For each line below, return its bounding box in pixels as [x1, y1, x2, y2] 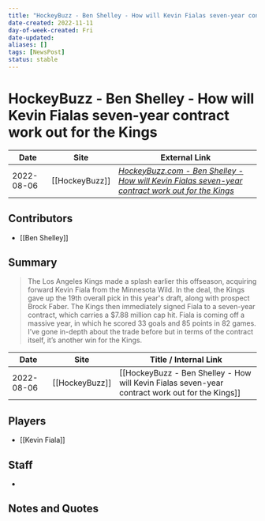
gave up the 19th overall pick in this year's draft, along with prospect [27, 293, 250, 303]
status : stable [8, 56, 58, 64]
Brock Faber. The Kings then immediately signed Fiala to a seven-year [27, 302, 256, 311]
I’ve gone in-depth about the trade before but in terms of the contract [27, 327, 254, 337]
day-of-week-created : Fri [8, 26, 93, 34]
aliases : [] [8, 41, 47, 49]
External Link [160, 152, 211, 163]
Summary [8, 256, 58, 270]
